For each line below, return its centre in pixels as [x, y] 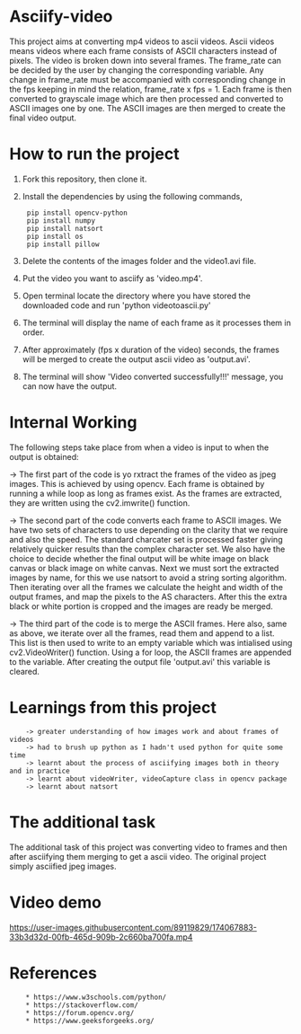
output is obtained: [44, 456]
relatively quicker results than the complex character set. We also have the [147, 549]
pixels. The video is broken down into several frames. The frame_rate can [145, 60]
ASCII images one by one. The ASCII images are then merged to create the [147, 108]
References [53, 973]
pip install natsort [65, 228]
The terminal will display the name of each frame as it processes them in [157, 323]
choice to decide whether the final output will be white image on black [139, 558]
